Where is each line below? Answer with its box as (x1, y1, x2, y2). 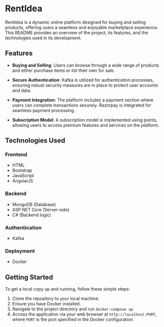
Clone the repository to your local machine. (12, 296, 99, 301)
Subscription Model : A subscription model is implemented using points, (12, 117, 158, 123)
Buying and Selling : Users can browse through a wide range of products (12, 62, 159, 68)
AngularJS (12, 178, 33, 184)
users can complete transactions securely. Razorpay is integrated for (12, 102, 152, 108)
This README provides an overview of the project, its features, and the (5, 30, 148, 35)
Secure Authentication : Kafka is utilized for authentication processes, (12, 77, 154, 83)
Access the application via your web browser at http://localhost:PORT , (12, 311, 157, 317)
